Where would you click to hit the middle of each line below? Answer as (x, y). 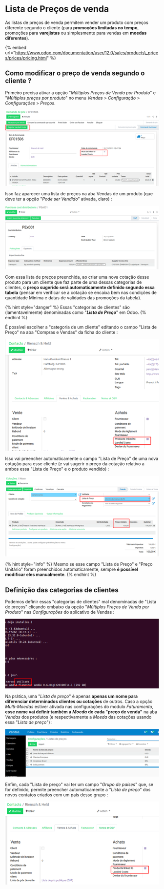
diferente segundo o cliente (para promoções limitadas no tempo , (72, 27)
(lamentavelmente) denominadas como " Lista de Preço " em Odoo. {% (76, 312)
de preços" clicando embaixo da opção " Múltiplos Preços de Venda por (77, 607)
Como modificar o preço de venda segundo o (75, 73)
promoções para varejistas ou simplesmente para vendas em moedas (76, 33)
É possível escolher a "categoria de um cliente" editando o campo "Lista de (81, 327)
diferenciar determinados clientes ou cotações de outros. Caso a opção (79, 702)
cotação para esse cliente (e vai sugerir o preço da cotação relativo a (75, 464)
